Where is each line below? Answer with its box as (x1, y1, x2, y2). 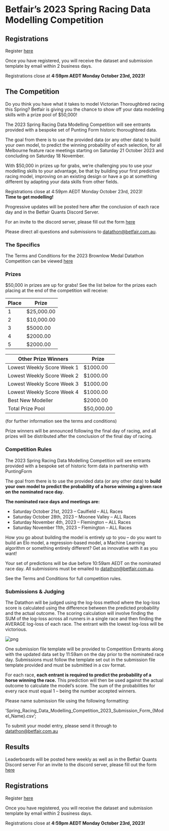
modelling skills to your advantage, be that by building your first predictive (5, 168, 160, 174)
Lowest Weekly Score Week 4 (8, 388, 79, 396)
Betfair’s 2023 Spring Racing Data (5, 4, 151, 15)
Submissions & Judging (5, 588, 65, 595)
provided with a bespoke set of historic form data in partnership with (5, 463, 148, 469)
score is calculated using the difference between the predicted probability (5, 605, 159, 610)
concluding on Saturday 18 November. (5, 153, 85, 159)
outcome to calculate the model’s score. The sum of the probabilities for (5, 683, 155, 688)
